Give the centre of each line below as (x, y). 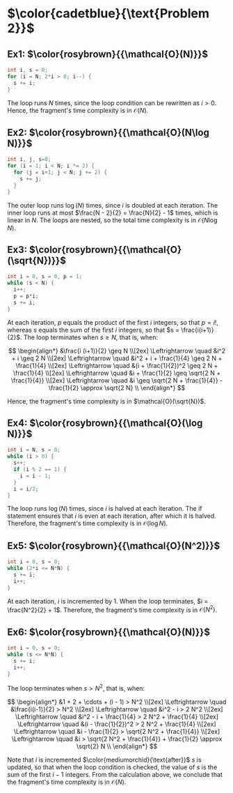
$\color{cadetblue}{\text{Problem (109, 14)
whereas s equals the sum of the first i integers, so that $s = (93, 330)
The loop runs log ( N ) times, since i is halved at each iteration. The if (105, 509)
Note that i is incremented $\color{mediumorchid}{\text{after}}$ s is (104, 760)
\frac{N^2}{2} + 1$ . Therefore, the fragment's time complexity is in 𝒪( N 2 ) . (112, 609)
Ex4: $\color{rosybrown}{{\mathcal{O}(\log (105, 423)
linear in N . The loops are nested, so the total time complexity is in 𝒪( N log (112, 220)
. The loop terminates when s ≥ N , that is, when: (89, 337)
